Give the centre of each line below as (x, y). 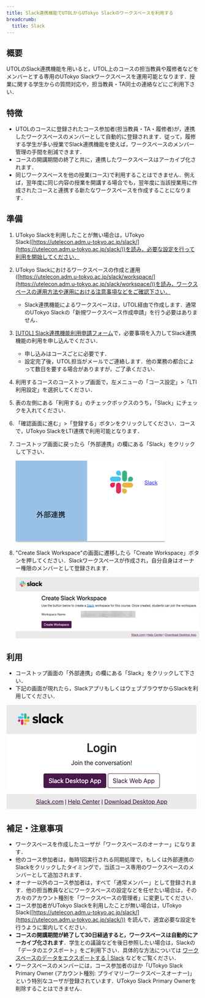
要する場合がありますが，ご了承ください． (105, 369)
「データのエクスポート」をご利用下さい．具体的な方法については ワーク (107, 950)
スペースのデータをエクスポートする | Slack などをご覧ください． (97, 958)
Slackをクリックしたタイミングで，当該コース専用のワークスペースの (102, 867)
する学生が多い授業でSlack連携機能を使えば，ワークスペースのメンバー (105, 144)
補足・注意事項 (35, 828)
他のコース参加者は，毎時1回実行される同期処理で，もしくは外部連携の (105, 859)
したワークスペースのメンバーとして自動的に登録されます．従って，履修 (106, 137)
